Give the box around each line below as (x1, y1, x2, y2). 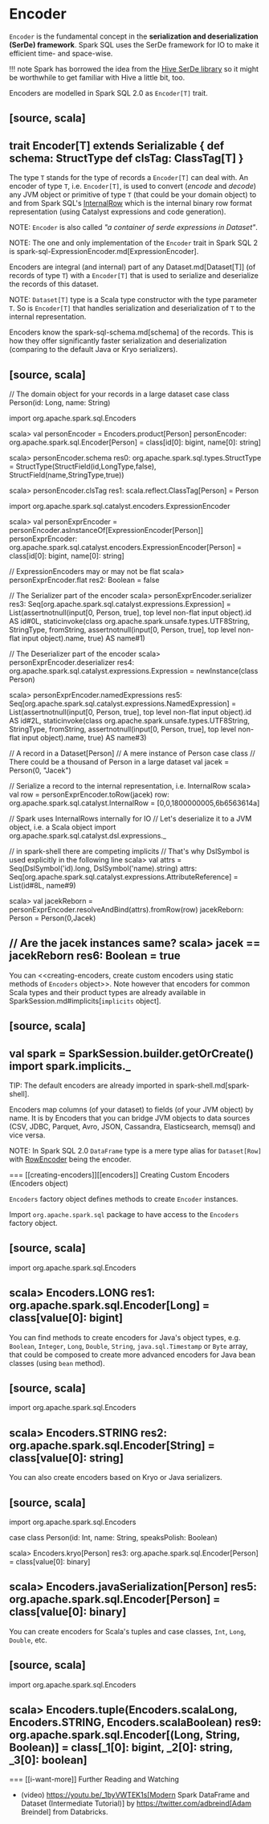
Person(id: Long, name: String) (9, 397, 111, 407)
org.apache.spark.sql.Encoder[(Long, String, (9, 1728, 240, 1742)
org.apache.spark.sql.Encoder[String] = (9, 1438, 215, 1452)
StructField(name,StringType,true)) (9, 469, 124, 479)
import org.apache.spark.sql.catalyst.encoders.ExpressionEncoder (9, 501, 230, 510)
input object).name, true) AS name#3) (21, 732, 147, 742)
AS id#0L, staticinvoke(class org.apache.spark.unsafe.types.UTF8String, (9, 616, 251, 625)
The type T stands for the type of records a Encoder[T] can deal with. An (9, 173, 248, 182)
